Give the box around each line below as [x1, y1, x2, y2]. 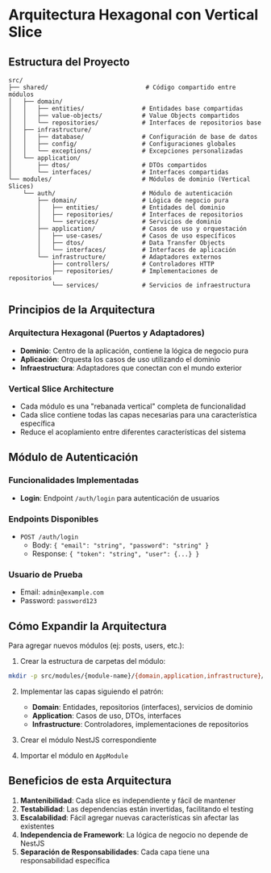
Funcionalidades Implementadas [8, 475, 140, 486]
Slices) [8, 183, 35, 191]
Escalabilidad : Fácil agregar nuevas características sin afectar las [19, 812, 240, 822]
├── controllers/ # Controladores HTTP [51, 260, 215, 268]
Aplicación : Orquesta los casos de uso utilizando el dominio [19, 354, 220, 364]
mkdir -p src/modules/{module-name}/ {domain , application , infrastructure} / [8, 672, 265, 680]
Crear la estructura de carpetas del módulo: [19, 657, 166, 666]
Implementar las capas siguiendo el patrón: [19, 686, 164, 696]
